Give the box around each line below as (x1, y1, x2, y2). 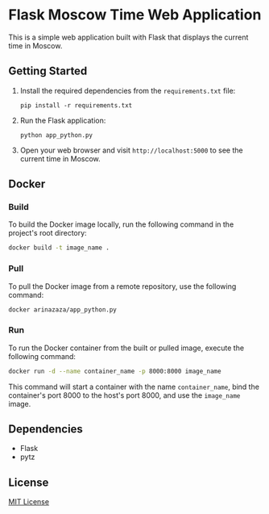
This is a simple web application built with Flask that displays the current (8, 32, 249, 42)
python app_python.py (19, 131, 93, 139)
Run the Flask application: (19, 115, 106, 125)
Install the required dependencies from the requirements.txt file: (19, 86, 236, 95)
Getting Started (8, 65, 88, 78)
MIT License (8, 497, 50, 507)
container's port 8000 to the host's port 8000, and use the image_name (8, 390, 241, 400)
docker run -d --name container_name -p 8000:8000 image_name (8, 367, 221, 375)
